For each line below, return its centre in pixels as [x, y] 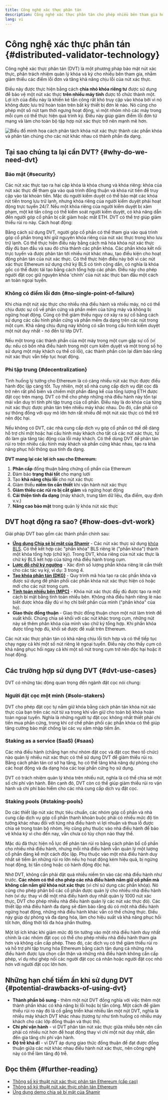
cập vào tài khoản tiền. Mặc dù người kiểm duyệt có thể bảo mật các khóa [81, 196]
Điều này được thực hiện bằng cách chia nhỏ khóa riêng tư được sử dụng [81, 89]
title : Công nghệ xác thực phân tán [43, 10]
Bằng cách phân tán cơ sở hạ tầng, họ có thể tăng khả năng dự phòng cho [82, 762]
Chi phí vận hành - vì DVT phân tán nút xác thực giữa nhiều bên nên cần [87, 1027]
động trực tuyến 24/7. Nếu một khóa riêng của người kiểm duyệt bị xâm [78, 206]
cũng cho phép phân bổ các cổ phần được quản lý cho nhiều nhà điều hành [83, 890]
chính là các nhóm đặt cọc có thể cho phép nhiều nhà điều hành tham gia [81, 938]
